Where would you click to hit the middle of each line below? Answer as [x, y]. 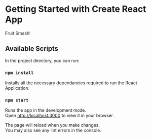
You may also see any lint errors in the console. [53, 130]
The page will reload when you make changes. [53, 125]
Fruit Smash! [18, 33]
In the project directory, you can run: [42, 61]
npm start [17, 100]
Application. [17, 88]
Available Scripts [32, 49]
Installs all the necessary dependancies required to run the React [71, 83]
